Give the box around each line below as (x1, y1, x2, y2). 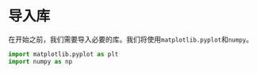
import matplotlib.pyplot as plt (8, 50, 119, 58)
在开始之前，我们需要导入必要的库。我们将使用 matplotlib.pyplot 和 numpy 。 (8, 35, 254, 44)
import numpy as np (8, 57, 73, 65)
